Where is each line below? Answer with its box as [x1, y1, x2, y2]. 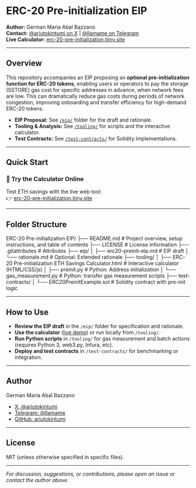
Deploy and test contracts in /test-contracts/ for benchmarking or [14, 348, 178, 355]
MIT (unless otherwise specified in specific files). [6, 453, 124, 460]
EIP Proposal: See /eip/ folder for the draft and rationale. [14, 116, 153, 123]
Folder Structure [6, 219, 67, 229]
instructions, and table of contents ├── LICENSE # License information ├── [6, 241, 190, 248]
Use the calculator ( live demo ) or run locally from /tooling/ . [14, 329, 160, 336]
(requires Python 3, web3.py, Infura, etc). [14, 341, 114, 349]
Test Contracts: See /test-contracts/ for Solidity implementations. [14, 135, 177, 142]
